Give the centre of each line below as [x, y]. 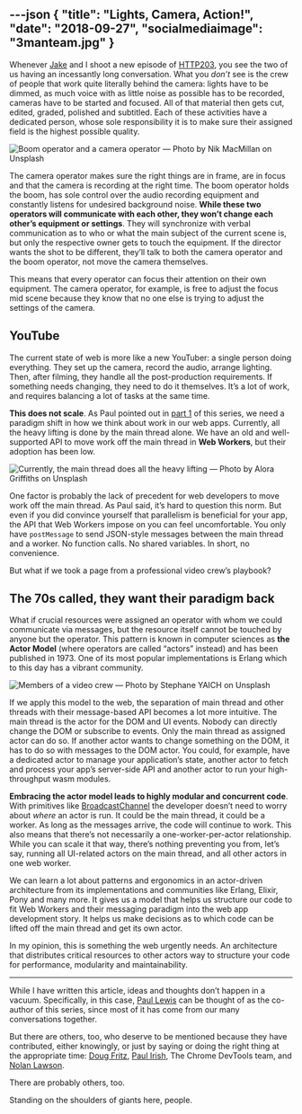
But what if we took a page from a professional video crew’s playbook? [140, 570]
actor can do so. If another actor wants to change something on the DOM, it [149, 741]
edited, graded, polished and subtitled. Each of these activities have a [138, 112]
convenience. [35, 553]
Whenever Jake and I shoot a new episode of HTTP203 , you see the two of [149, 64]
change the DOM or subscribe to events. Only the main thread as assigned [147, 731]
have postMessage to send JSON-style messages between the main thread [147, 534]
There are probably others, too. [67, 1083]
